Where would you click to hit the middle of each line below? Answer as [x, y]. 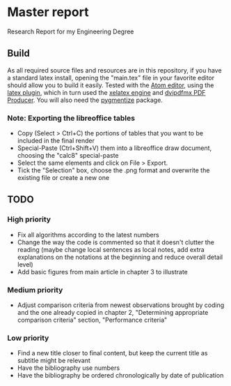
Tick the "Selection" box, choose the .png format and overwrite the [113, 170]
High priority [29, 219]
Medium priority [35, 290]
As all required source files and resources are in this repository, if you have [114, 70]
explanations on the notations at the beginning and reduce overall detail [120, 257]
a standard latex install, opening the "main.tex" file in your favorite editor [111, 77]
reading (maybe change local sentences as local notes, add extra [111, 249]
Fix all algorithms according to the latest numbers [88, 235]
